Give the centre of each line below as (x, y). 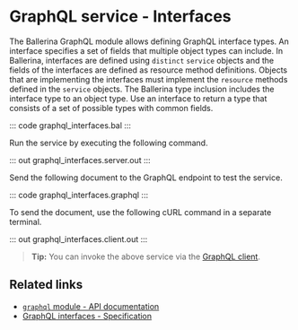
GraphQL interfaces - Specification (87, 316)
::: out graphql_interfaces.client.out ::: (79, 239)
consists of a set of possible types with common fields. (111, 108)
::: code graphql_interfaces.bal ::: (70, 125)
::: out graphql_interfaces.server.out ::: (80, 160)
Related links (46, 285)
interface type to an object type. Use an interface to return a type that (138, 98)
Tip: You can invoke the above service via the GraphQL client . (145, 256)
